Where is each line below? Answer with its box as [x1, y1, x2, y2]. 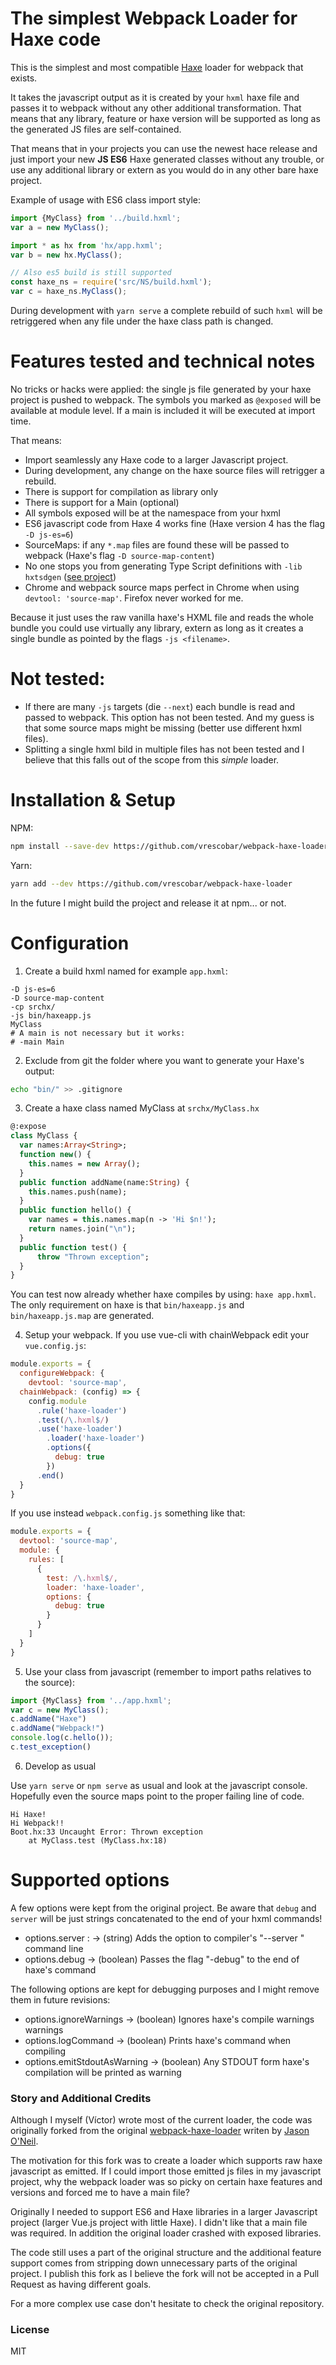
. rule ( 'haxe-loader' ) [36, 1405, 128, 1416]
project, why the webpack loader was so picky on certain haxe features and [10, 2176, 323, 2188]
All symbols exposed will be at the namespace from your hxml [24, 507, 281, 519]
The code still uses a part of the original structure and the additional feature [10, 2247, 322, 2259]
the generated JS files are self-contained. [10, 123, 182, 135]
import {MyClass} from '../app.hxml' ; [10, 1695, 172, 1706]
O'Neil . [10, 2135, 39, 2147]
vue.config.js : [24, 1340, 87, 1352]
